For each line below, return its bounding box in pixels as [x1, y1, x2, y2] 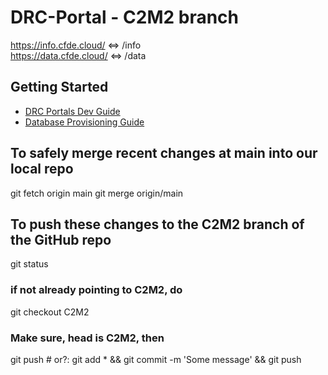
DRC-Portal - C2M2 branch [10, 6, 240, 29]
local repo [10, 161, 74, 178]
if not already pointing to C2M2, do [10, 283, 183, 297]
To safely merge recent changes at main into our [10, 145, 318, 162]
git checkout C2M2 [10, 306, 90, 318]
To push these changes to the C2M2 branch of [10, 216, 305, 233]
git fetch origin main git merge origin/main [10, 187, 184, 199]
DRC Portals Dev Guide [24, 105, 121, 117]
